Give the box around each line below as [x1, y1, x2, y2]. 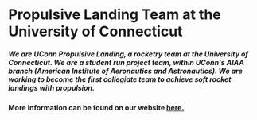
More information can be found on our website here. [8, 103, 185, 113]
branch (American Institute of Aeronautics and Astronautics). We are [8, 66, 243, 75]
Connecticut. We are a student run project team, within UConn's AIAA [8, 57, 245, 67]
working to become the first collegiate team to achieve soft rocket [8, 74, 232, 84]
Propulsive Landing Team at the [8, 6, 221, 24]
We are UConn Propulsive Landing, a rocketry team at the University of [8, 49, 249, 59]
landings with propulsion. [8, 83, 95, 92]
